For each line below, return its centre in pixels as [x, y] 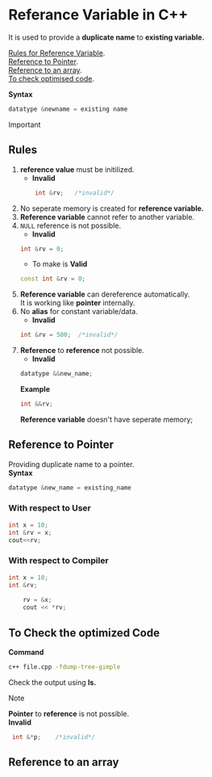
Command [26, 652]
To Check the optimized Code [84, 633]
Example [35, 389]
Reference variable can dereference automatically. [105, 294]
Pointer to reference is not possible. [69, 713]
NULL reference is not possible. [71, 225]
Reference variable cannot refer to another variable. [107, 216]
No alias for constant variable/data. [79, 312]
